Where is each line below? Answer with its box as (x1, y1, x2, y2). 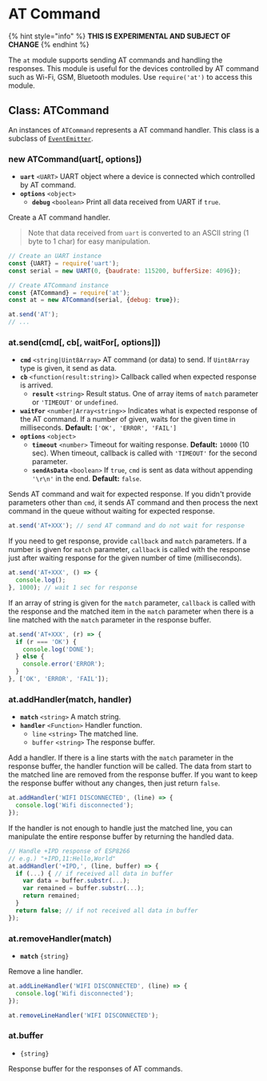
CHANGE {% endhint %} (8, 39, 90, 49)
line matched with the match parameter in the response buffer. (8, 614, 212, 624)
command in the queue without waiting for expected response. (8, 507, 216, 516)
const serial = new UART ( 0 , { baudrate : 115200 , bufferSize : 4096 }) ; (8, 267, 241, 275)
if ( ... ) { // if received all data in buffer (15, 869, 173, 877)
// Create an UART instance (8, 252, 102, 260)
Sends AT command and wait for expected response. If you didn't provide (8, 489, 252, 499)
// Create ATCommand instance (8, 281, 110, 289)
